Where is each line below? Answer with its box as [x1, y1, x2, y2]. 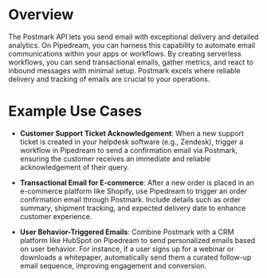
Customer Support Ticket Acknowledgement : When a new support [19, 128, 245, 138]
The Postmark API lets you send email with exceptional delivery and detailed [8, 32, 259, 41]
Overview [8, 6, 74, 24]
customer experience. [19, 211, 92, 221]
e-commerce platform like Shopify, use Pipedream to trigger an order [19, 186, 247, 196]
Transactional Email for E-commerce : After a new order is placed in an [19, 178, 255, 187]
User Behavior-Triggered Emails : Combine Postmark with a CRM [19, 227, 234, 237]
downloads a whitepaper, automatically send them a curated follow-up [19, 253, 252, 262]
